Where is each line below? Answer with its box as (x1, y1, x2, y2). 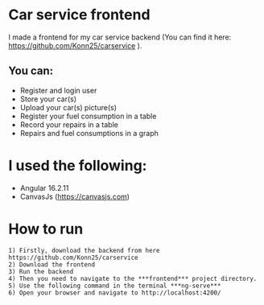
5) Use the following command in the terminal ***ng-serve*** (8, 282, 221, 290)
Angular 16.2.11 (19, 183, 69, 192)
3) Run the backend (8, 267, 74, 275)
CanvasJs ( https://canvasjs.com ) (19, 192, 130, 201)
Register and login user (19, 85, 97, 95)
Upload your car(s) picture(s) (19, 102, 117, 112)
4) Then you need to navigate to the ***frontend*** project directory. (8, 274, 258, 282)
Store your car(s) (19, 94, 77, 104)
